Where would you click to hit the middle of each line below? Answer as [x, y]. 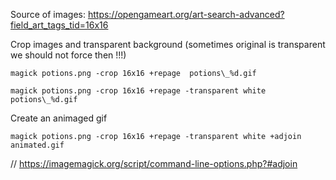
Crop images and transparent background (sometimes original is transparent [168, 44]
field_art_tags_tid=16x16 [59, 25]
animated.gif [37, 145]
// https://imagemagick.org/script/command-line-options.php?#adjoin [154, 163]
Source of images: [48, 14]
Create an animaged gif [59, 118]
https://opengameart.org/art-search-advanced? [186, 14]
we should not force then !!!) [68, 55]
